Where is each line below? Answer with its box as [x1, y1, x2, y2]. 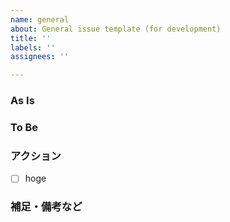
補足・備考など [10, 200, 83, 214]
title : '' [10, 33, 52, 43]
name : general [10, 14, 70, 25]
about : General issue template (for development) [10, 24, 222, 34]
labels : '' [10, 42, 56, 53]
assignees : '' [10, 52, 70, 62]
